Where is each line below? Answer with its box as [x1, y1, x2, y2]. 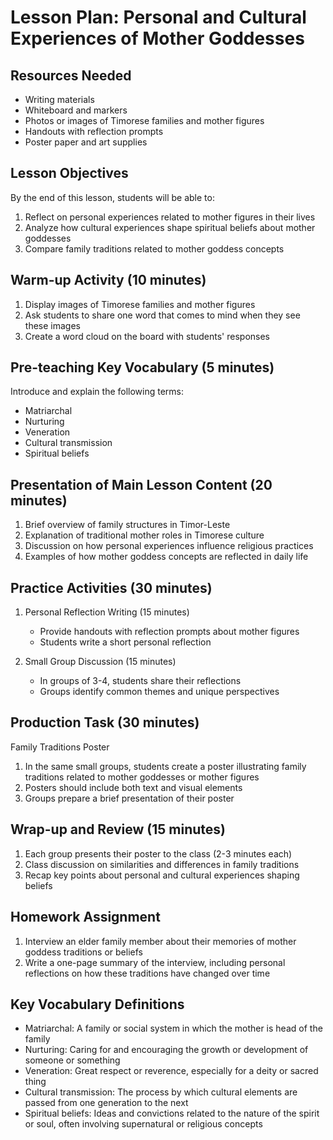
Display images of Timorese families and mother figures [24, 298, 256, 310]
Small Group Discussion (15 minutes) [24, 656, 177, 668]
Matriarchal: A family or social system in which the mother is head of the [24, 1022, 323, 1035]
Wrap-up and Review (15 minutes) [10, 821, 227, 838]
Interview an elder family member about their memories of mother [24, 935, 297, 947]
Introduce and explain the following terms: [10, 386, 185, 398]
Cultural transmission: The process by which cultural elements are [24, 1086, 298, 1098]
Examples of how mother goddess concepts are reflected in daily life [24, 551, 309, 563]
